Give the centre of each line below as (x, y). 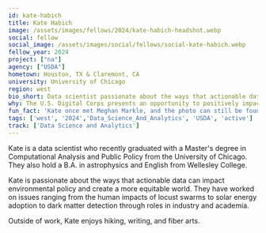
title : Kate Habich (40, 23)
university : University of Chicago (67, 81)
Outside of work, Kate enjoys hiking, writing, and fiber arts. (104, 220)
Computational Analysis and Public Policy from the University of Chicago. (128, 156)
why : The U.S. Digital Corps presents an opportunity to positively (123, 103)
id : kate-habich (35, 15)
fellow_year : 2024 (38, 52)
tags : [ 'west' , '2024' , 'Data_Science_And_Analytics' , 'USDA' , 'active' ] (131, 118)
